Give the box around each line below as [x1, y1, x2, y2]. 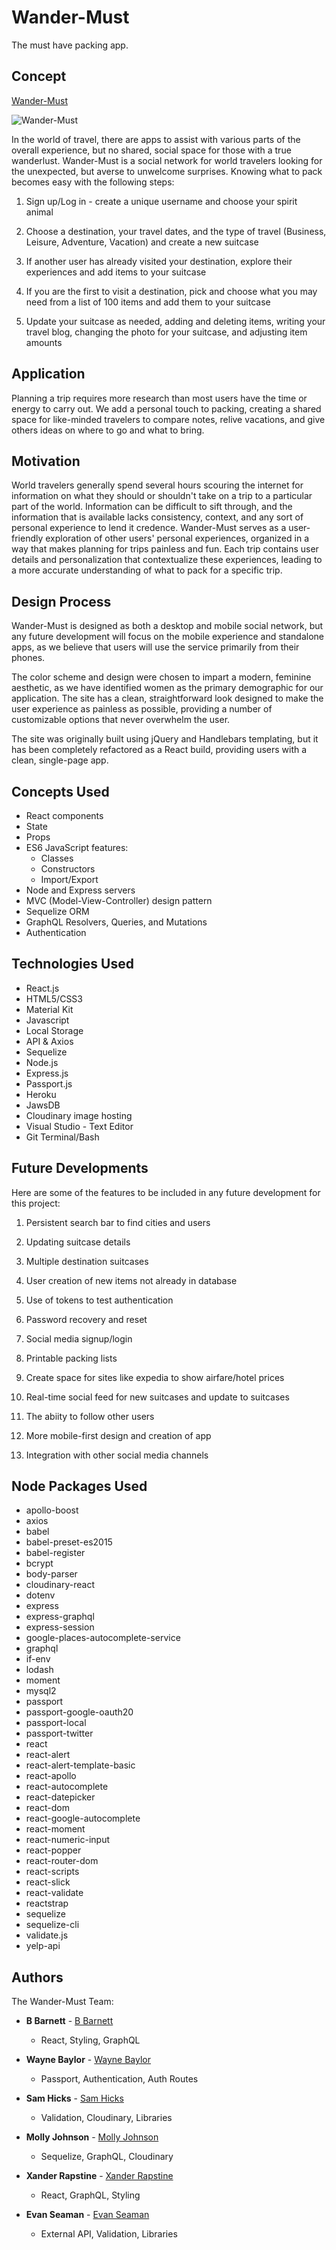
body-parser [25, 1568, 78, 1580]
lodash [25, 1664, 54, 1676]
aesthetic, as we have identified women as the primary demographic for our [11, 682, 324, 694]
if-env [25, 1653, 51, 1665]
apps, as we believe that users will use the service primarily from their [11, 641, 300, 653]
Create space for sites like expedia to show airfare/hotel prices [25, 1371, 285, 1383]
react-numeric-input [25, 1834, 111, 1846]
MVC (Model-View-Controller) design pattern [25, 895, 213, 906]
